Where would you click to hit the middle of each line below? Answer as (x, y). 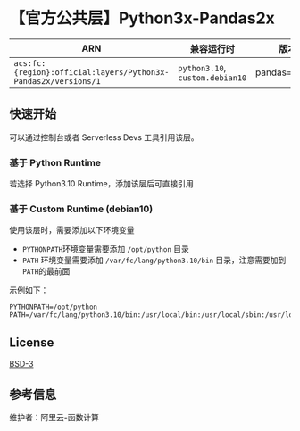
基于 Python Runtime (55, 162)
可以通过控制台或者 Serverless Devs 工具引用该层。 (104, 137)
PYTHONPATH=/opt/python (54, 307)
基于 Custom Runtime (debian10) (81, 209)
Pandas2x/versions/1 (57, 81)
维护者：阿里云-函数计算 (54, 417)
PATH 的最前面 (46, 271)
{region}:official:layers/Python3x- (92, 72)
